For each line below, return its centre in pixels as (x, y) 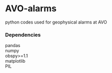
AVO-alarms (31, 9)
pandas (13, 46)
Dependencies (23, 35)
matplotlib (15, 61)
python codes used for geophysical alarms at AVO (56, 22)
